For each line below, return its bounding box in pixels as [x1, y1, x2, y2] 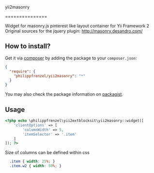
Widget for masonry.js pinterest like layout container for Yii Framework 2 [5, 23, 149, 29]
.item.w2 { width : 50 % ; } [9, 164, 62, 169]
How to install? [5, 42, 51, 51]
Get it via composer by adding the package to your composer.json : [5, 55, 137, 61]
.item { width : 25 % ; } [9, 159, 55, 164]
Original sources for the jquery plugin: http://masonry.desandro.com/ [5, 28, 143, 34]
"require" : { [9, 69, 36, 74]
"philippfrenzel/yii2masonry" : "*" [14, 73, 86, 78]
